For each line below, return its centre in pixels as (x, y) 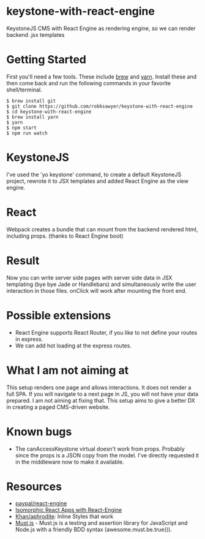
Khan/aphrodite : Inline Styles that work (64, 516)
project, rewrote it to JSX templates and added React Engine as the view (97, 181)
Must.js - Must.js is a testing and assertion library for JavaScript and (101, 523)
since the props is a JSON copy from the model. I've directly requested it (107, 455)
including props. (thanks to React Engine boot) (65, 236)
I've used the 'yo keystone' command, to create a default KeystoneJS (94, 174)
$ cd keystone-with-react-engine (49, 112)
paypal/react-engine (41, 503)
